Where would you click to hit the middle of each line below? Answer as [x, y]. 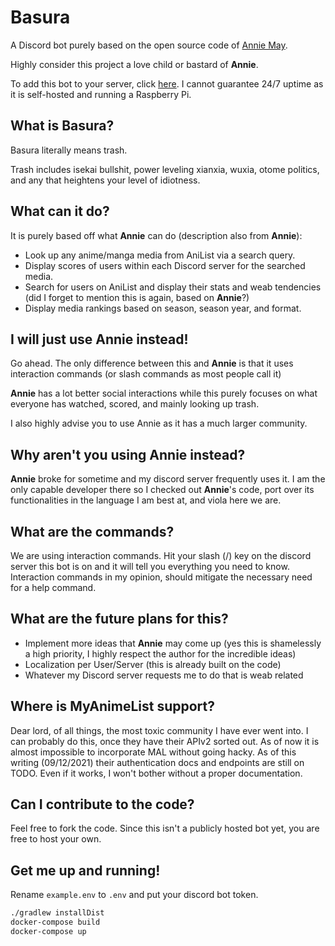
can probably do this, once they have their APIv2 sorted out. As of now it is [165, 741]
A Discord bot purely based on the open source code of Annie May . [149, 45]
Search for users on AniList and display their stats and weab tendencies [173, 287]
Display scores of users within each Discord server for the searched [165, 265]
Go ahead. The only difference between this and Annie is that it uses [152, 363]
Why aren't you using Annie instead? [128, 454]
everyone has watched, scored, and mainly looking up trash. [135, 404]
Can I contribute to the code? [102, 804]
